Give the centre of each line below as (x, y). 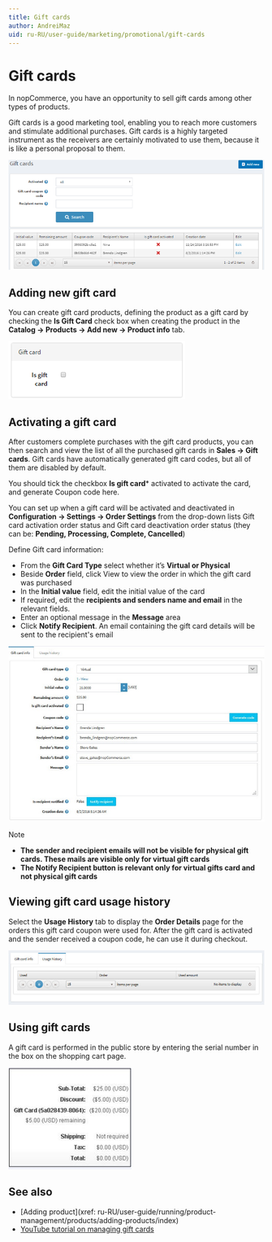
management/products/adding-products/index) (99, 1220)
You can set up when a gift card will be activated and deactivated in (122, 508)
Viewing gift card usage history (89, 902)
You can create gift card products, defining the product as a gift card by (129, 313)
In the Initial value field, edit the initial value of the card (112, 591)
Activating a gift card (63, 422)
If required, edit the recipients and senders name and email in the (131, 600)
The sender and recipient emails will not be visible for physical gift (134, 850)
